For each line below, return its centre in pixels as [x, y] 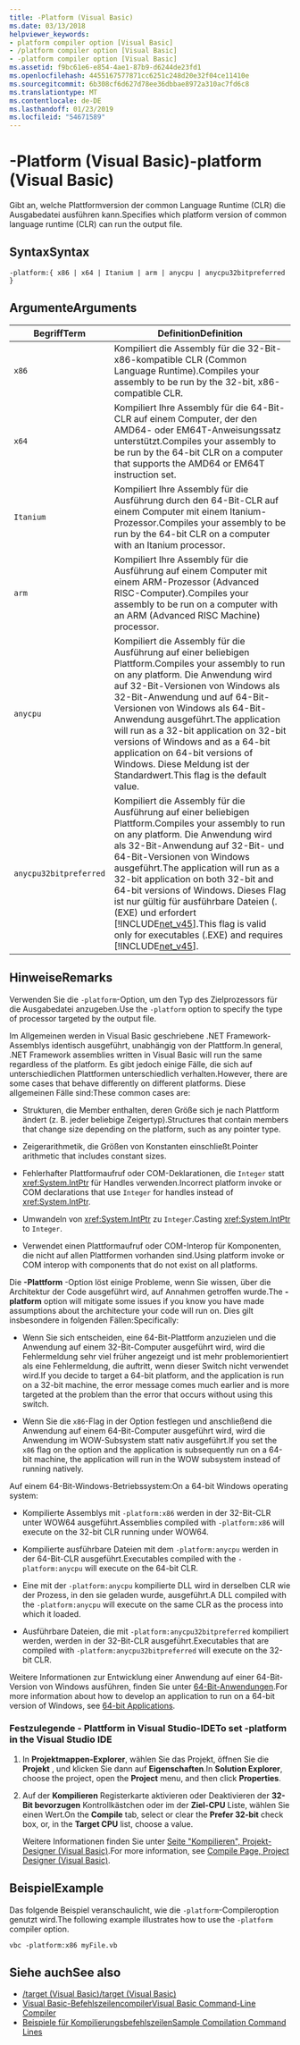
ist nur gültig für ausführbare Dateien [192, 901]
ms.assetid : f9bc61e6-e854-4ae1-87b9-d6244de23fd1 [105, 68]
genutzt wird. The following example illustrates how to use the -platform [142, 1919]
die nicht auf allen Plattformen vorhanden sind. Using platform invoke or [153, 1255]
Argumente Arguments [73, 308]
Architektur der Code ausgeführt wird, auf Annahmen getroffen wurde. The [146, 1292]
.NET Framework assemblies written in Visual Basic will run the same [136, 1055]
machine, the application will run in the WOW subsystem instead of [158, 1459]
